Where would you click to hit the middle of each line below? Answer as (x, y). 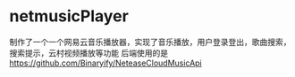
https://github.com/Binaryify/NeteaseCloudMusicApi (106, 63)
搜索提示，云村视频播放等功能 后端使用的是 (88, 53)
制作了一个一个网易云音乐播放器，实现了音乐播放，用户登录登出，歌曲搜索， (150, 42)
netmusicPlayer (69, 16)
